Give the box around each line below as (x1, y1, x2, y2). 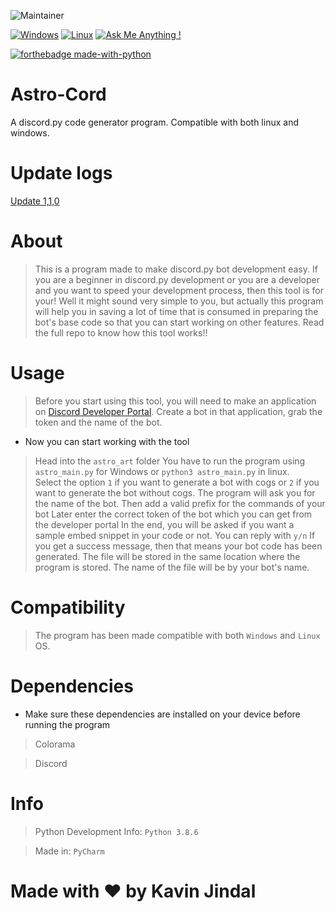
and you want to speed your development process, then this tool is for (34, 284, 325, 296)
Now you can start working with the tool (24, 435, 190, 447)
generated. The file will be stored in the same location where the (34, 550, 301, 562)
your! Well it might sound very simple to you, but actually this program (34, 295, 324, 307)
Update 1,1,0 (10, 195, 60, 207)
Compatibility (10, 596, 126, 619)
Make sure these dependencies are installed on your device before (24, 708, 301, 720)
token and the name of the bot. (34, 416, 163, 428)
